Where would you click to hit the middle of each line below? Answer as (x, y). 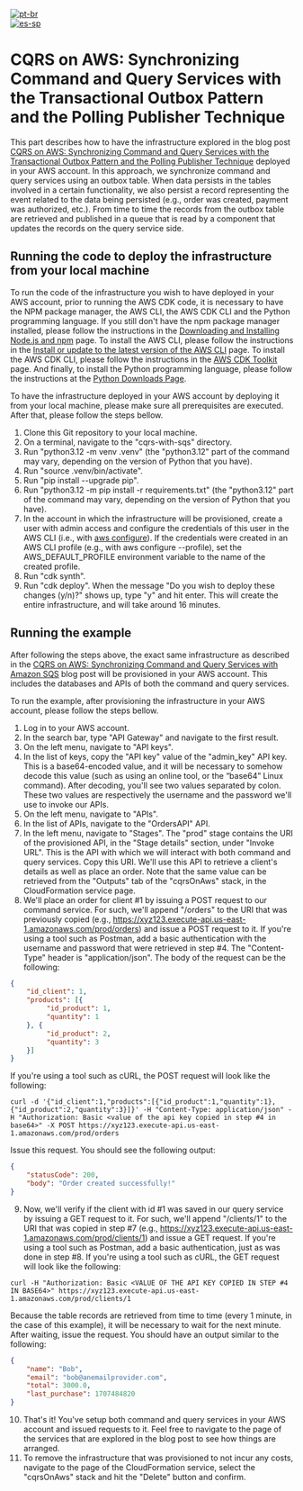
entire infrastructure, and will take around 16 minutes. (122, 604)
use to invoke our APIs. (66, 804)
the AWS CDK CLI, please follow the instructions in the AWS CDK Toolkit (144, 359)
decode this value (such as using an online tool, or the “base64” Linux (153, 775)
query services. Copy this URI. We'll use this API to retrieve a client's (150, 862)
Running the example (71, 633)
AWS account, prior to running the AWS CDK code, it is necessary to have (147, 302)
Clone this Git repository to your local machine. (110, 432)
